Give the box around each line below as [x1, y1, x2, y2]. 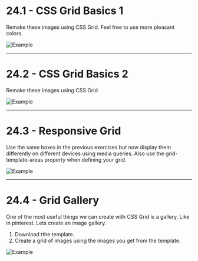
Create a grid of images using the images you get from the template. [14, 237, 181, 244]
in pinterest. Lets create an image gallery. [6, 219, 107, 226]
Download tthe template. [14, 230, 75, 237]
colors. [6, 29, 23, 36]
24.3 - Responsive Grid [6, 125, 121, 138]
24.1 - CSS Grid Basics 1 [6, 4, 124, 18]
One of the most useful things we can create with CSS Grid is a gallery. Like [6, 213, 190, 220]
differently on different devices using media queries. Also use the [6, 150, 165, 157]
